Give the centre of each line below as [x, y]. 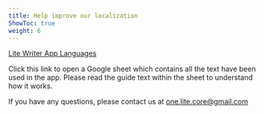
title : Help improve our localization [73, 16]
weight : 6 [25, 31]
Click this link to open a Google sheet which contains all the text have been [132, 69]
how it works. [30, 86]
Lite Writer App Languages [53, 54]
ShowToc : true [32, 23]
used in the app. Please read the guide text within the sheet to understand [131, 78]
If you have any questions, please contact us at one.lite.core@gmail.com [128, 102]
